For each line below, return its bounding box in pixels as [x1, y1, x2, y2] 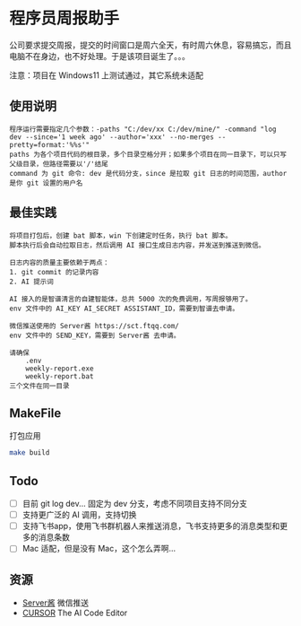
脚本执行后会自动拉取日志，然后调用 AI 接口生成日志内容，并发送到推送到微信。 [9, 240, 266, 249]
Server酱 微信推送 [21, 597, 90, 608]
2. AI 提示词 [9, 277, 54, 286]
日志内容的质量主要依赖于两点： [9, 257, 110, 267]
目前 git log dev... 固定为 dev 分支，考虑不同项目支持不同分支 [21, 499, 248, 509]
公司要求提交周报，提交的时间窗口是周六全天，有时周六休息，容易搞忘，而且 [9, 39, 292, 50]
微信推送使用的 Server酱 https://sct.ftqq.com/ [9, 321, 179, 330]
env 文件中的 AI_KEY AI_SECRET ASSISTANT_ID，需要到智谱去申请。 [9, 304, 239, 313]
